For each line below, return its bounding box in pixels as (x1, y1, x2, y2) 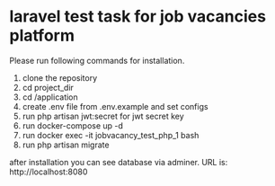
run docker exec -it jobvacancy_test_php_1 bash (22, 129, 200, 140)
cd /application (22, 92, 78, 102)
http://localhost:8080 (9, 166, 88, 177)
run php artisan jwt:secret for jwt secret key (22, 111, 184, 121)
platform (9, 25, 75, 46)
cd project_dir (22, 82, 75, 93)
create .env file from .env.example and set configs (22, 101, 208, 111)
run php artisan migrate (22, 139, 110, 150)
